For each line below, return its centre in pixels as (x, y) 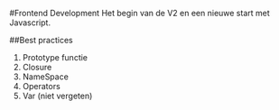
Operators (41, 86)
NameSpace (46, 77)
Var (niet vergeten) (57, 96)
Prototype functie (55, 57)
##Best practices (42, 40)
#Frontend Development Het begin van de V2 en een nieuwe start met (140, 13)
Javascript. (30, 23)
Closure (37, 67)
